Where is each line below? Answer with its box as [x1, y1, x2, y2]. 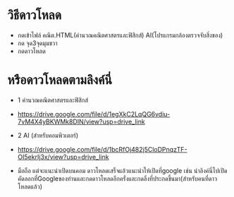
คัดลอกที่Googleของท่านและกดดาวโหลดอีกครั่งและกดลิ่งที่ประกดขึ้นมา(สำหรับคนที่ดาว [17, 174, 218, 183]
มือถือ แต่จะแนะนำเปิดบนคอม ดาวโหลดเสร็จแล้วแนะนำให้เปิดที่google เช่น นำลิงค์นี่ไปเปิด [17, 166, 228, 174]
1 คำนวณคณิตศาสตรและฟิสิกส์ [17, 95, 89, 104]
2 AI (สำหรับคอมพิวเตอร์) [17, 131, 79, 139]
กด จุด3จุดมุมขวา [17, 39, 58, 47]
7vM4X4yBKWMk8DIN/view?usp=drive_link [17, 117, 146, 126]
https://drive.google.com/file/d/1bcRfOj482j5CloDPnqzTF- [17, 145, 187, 153]
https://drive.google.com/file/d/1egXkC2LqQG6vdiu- [17, 109, 171, 118]
